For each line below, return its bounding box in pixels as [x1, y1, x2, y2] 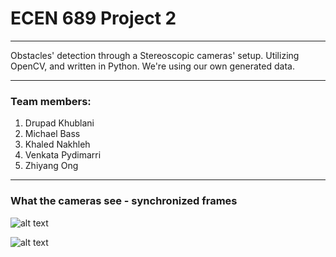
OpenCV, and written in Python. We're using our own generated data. [10, 60, 295, 72]
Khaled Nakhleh [24, 138, 91, 151]
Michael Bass [24, 128, 81, 140]
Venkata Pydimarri [24, 149, 102, 161]
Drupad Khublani [24, 117, 95, 129]
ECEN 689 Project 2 [10, 7, 177, 30]
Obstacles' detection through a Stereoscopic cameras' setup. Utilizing [10, 49, 300, 61]
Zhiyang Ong [24, 160, 79, 172]
